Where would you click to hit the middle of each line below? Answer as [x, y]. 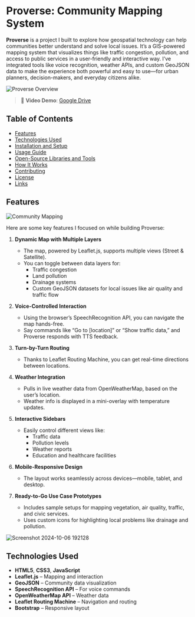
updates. [34, 407]
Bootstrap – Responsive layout [52, 608]
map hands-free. [44, 324]
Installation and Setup [41, 145]
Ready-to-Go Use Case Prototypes [58, 496]
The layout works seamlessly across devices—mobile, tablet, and [103, 478]
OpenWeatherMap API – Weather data [62, 596]
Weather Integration [40, 377]
